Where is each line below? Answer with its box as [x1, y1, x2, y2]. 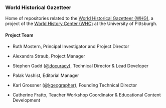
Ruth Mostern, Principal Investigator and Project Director [12, 43, 129, 49]
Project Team [5, 32, 34, 38]
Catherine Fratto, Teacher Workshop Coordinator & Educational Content [12, 91, 161, 97]
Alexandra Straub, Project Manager [12, 53, 85, 59]
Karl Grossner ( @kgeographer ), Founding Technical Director [12, 82, 137, 88]
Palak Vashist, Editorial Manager [12, 72, 79, 78]
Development [12, 97, 41, 103]
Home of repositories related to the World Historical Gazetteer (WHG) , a [5, 15, 154, 21]
